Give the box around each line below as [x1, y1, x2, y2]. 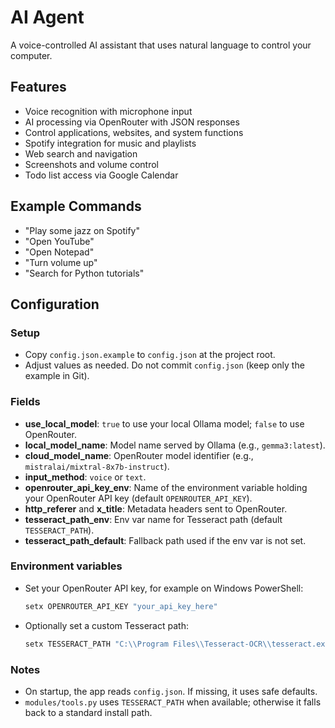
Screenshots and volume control [24, 158, 159, 170]
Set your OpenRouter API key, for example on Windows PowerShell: [24, 582, 304, 594]
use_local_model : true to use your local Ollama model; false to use [24, 417, 305, 430]
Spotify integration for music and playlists [24, 137, 197, 149]
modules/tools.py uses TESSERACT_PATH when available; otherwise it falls [24, 696, 322, 708]
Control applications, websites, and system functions [24, 126, 244, 138]
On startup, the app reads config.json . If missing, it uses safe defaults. [24, 685, 318, 697]
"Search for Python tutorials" [24, 267, 145, 279]
